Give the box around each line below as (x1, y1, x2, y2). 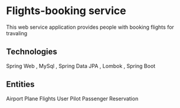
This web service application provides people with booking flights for (6, 23, 174, 31)
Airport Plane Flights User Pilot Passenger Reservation (6, 95, 139, 102)
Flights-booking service (6, 4, 126, 18)
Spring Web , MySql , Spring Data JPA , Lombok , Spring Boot (6, 62, 156, 69)
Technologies (6, 47, 58, 57)
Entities (6, 79, 35, 89)
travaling (6, 29, 28, 36)
